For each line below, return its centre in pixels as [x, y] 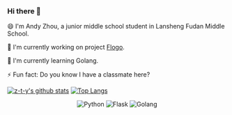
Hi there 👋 [24, 11]
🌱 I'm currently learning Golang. [53, 61]
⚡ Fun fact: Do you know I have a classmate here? [79, 75]
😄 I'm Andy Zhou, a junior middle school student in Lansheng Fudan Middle [116, 26]
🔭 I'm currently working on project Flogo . [66, 47]
